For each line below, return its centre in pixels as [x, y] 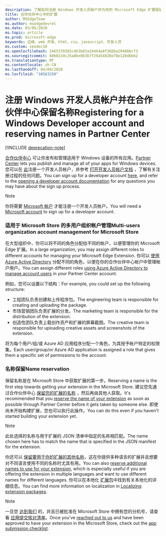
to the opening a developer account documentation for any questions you [80, 181]
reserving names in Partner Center [78, 134]
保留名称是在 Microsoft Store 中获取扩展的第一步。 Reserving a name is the [81, 381]
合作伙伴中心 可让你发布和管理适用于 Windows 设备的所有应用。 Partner [78, 158]
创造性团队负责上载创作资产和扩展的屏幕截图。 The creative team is [81, 323]
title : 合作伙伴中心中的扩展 [31, 14]
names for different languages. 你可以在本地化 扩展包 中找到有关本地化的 [79, 480]
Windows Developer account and [75, 123]
